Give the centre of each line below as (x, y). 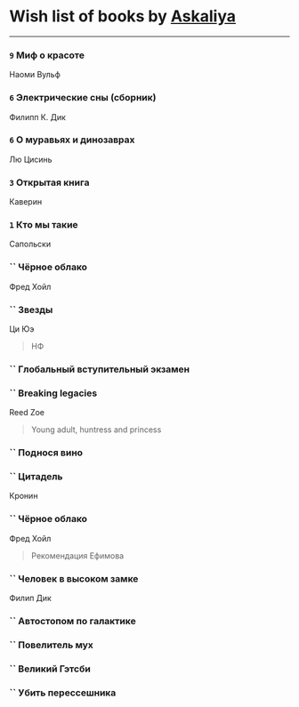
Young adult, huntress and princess (96, 430)
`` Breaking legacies (53, 393)
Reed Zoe (27, 413)
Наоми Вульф (35, 75)
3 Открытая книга (49, 182)
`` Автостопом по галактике (73, 621)
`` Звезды (31, 309)
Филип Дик (30, 599)
